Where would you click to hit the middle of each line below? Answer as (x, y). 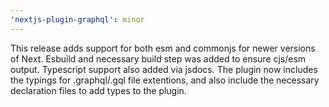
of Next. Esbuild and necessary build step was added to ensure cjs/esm (158, 58)
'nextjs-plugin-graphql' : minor (77, 19)
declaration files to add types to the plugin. (98, 90)
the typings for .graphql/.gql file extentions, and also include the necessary (165, 80)
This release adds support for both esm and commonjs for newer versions (163, 48)
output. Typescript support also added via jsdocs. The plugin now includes (164, 69)
